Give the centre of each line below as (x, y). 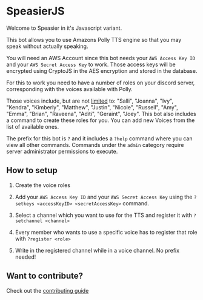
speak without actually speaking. (47, 46)
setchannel (29, 221)
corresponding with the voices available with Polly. (69, 89)
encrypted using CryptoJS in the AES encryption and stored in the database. (102, 70)
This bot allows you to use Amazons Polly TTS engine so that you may (94, 39)
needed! (25, 257)
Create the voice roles (43, 185)
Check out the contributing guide (48, 290)
